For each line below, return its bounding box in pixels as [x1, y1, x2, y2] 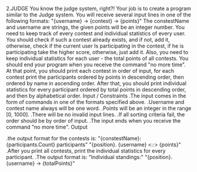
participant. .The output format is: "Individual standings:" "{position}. [6, 154, 173, 160]
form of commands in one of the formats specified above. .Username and [6, 99, 185, 105]
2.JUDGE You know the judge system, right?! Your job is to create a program [6, 5, 191, 12]
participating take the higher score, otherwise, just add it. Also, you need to [6, 49, 189, 55]
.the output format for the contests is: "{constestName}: [6, 135, 142, 141]
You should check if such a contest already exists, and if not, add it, [6, 36, 170, 43]
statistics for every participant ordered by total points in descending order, [6, 86, 186, 93]
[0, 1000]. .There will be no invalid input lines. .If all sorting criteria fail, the [6, 111, 185, 118]
